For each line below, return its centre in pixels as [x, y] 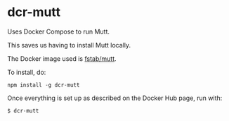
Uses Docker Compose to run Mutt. [59, 31]
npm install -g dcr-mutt [44, 85]
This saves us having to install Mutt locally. [69, 45]
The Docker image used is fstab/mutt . [62, 58]
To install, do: [27, 72]
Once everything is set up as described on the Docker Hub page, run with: [115, 98]
